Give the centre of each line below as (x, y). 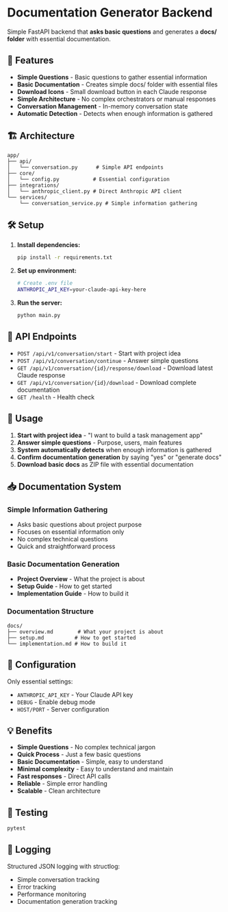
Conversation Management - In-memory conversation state (102, 106)
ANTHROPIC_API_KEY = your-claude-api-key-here (81, 290)
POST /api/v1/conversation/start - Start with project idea (99, 353)
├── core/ (21, 173)
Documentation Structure (50, 611)
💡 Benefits (30, 730)
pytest (16, 828)
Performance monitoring (52, 894)
